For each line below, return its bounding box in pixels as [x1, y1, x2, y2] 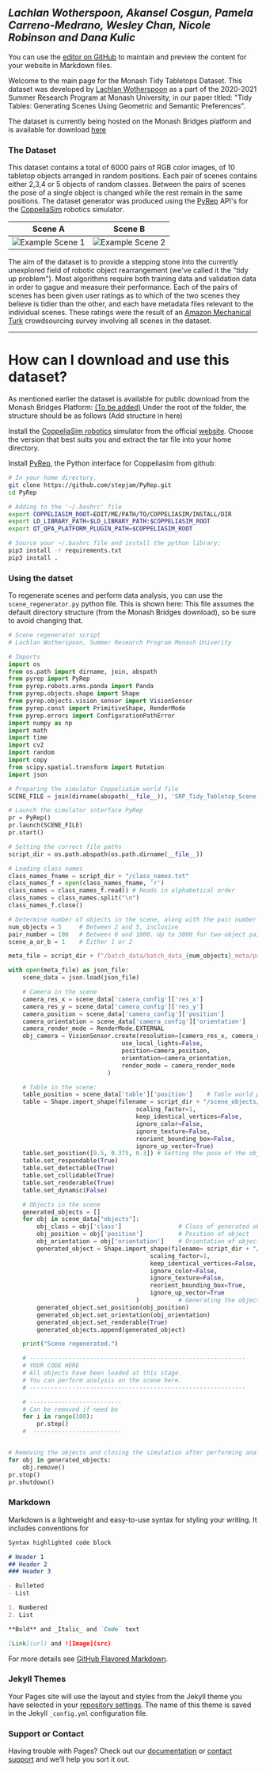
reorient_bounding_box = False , [135, 1135, 236, 1143]
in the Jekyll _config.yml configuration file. [8, 1708, 148, 1717]
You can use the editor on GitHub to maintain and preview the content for [8, 51, 247, 62]
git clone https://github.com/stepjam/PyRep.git [8, 481, 172, 489]
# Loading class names [8, 865, 83, 873]
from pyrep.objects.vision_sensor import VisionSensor [8, 697, 193, 705]
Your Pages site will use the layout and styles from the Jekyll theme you [8, 1691, 243, 1701]
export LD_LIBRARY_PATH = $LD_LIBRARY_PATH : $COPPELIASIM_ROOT [8, 518, 211, 526]
